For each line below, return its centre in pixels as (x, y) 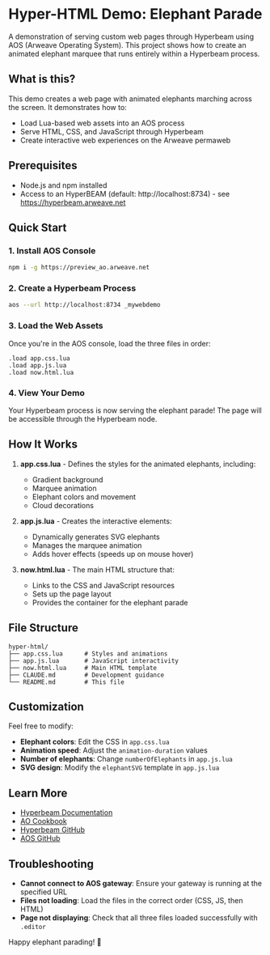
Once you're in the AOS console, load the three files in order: (110, 343)
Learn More (38, 793)
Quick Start (38, 227)
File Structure (43, 628)
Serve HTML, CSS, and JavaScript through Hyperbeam (112, 131)
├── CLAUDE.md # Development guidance (86, 675)
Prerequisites (43, 166)
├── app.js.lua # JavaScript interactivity (94, 660)
